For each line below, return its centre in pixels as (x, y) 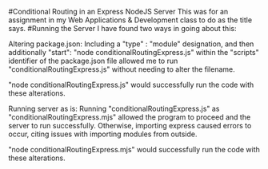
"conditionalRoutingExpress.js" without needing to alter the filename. (122, 69)
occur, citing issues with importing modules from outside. (103, 134)
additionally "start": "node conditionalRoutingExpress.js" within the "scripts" (134, 52)
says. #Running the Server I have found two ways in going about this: (122, 28)
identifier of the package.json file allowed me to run (93, 61)
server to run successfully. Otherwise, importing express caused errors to (130, 126)
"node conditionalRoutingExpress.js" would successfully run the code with (131, 84)
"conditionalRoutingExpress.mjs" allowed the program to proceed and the (130, 117)
